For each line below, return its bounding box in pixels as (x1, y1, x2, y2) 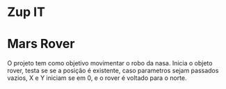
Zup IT (7, 4, 45, 20)
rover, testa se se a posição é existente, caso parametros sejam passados (7, 67, 219, 75)
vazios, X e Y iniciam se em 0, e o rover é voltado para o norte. (7, 74, 187, 82)
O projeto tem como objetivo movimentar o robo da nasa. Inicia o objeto (7, 59, 213, 67)
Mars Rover (7, 36, 75, 52)
